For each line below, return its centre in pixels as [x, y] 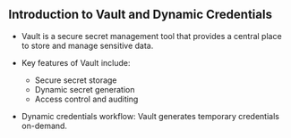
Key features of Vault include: [76, 62]
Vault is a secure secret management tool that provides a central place [152, 36]
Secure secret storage [76, 80]
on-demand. [44, 126]
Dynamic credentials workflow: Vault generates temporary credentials [150, 116]
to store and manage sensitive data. [87, 45]
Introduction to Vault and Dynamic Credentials [140, 15]
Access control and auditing [86, 99]
